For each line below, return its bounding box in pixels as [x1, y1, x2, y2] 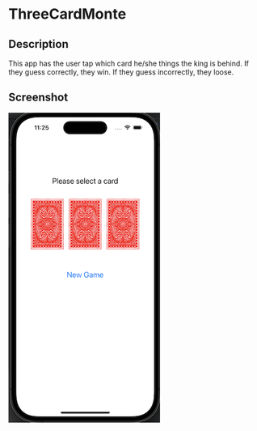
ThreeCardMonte [8, 5, 127, 23]
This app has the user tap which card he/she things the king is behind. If [8, 58, 249, 68]
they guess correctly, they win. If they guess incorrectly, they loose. [8, 67, 234, 77]
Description [8, 37, 69, 51]
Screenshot [8, 91, 69, 105]
